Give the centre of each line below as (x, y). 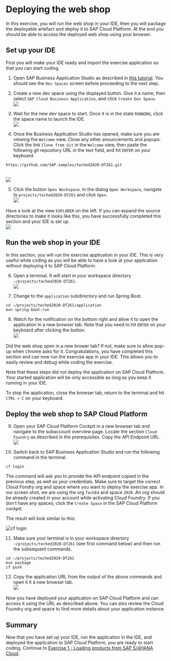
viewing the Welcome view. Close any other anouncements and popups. (87, 139)
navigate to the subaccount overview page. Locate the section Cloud (85, 432)
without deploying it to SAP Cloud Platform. (51, 265)
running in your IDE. (26, 382)
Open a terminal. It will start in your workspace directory (72, 276)
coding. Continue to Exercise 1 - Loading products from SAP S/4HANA (79, 648)
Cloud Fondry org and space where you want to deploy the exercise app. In (85, 487)
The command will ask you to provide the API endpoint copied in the (77, 476)
